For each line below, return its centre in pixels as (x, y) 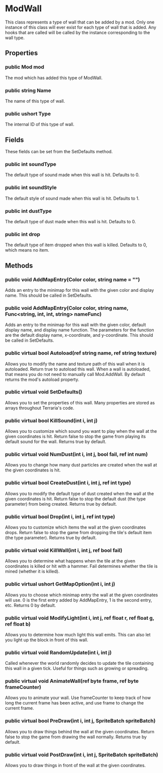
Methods (19, 266)
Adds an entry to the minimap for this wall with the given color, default (76, 325)
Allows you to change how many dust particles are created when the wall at (81, 465)
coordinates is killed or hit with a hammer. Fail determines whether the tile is (81, 566)
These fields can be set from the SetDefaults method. (59, 152)
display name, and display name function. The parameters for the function (80, 330)
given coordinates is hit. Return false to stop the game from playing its (75, 437)
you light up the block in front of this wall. (47, 640)
